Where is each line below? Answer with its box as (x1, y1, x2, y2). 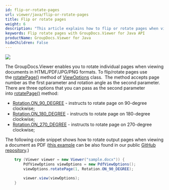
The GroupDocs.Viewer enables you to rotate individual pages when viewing (5, 64, 164, 70)
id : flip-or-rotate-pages (5, 7, 59, 13)
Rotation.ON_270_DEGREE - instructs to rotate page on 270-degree (12, 121, 152, 128)
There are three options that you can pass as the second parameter (5, 85, 145, 91)
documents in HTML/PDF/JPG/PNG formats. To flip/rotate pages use (5, 69, 147, 75)
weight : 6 (5, 21, 26, 27)
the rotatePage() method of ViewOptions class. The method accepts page (5, 74, 159, 80)
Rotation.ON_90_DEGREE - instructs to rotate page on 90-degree (12, 100, 147, 106)
